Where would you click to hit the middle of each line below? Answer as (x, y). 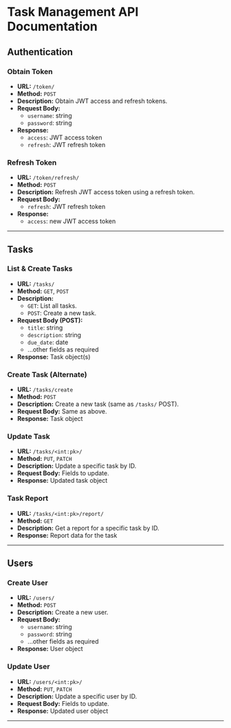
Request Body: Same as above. (62, 411)
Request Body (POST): (50, 320)
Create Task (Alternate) (47, 374)
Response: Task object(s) (54, 356)
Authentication (40, 52)
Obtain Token (30, 71)
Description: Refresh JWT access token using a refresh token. (106, 192)
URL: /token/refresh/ (48, 178)
